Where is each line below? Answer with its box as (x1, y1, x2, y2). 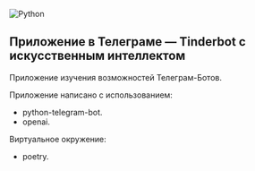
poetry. (21, 150, 49, 161)
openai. (21, 116, 51, 127)
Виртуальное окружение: (9, 133, 107, 144)
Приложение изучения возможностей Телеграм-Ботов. (9, 72, 222, 82)
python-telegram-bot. (21, 107, 103, 117)
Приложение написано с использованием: (9, 90, 173, 100)
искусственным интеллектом (9, 48, 186, 64)
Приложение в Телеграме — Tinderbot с (9, 34, 246, 49)
